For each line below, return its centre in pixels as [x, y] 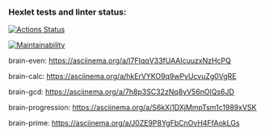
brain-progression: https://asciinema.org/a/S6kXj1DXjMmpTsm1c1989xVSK [132, 108]
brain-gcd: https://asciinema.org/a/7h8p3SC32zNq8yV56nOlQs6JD [121, 92]
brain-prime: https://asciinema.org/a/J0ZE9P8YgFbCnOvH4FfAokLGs [124, 123]
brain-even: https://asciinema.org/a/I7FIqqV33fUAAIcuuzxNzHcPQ [120, 61]
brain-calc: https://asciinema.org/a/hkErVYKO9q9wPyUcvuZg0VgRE [122, 76]
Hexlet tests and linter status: [67, 12]
